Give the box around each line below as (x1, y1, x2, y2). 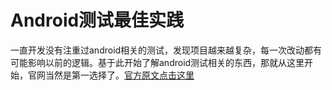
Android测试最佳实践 (10, 9, 185, 32)
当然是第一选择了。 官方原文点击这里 (44, 69, 195, 81)
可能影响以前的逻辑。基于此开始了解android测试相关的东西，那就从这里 (10, 56, 305, 68)
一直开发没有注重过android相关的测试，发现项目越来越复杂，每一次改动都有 (10, 44, 323, 56)
